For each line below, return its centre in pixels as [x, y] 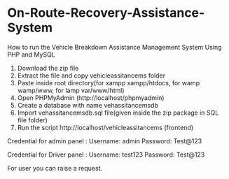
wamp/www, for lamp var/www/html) [71, 90]
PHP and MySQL [32, 55]
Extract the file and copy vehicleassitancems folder [91, 76]
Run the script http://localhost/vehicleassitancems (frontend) [105, 127]
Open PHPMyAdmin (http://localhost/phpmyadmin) [91, 98]
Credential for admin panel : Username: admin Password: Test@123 [105, 141]
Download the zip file [48, 68]
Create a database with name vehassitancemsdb [88, 105]
